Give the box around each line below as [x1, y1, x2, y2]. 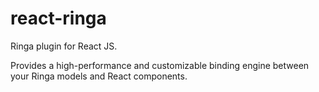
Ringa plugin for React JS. [10, 40, 118, 52]
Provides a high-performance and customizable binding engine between [10, 59, 310, 71]
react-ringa [10, 7, 107, 30]
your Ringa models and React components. [10, 70, 188, 82]
